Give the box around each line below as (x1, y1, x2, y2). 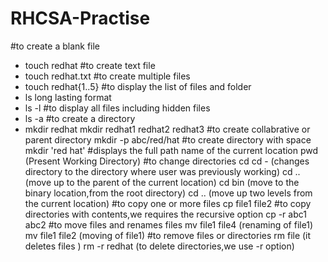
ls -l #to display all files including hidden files (24, 102, 211, 114)
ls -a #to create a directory (24, 112, 136, 124)
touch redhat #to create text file (24, 59, 156, 71)
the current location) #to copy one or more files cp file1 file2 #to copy (24, 197, 312, 209)
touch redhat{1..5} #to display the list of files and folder (24, 80, 252, 92)
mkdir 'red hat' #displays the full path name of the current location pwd (24, 144, 319, 156)
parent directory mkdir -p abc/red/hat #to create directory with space (24, 133, 312, 146)
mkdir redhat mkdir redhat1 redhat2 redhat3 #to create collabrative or (24, 123, 311, 135)
